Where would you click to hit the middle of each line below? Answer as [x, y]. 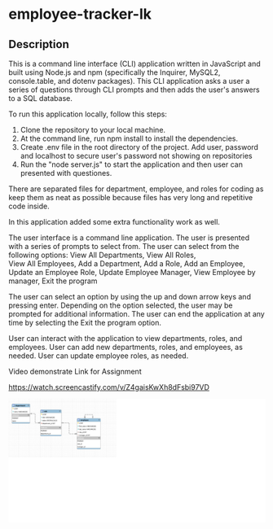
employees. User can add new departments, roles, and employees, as [125, 347]
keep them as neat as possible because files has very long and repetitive [131, 197]
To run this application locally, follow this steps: [88, 114]
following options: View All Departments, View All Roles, [102, 255]
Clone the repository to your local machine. [92, 130]
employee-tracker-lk [80, 14]
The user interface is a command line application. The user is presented [129, 238]
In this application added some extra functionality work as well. [114, 222]
